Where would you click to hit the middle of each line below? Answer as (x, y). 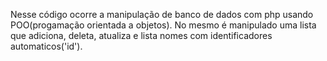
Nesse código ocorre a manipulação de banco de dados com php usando (162, 14)
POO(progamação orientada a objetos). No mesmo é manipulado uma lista (163, 25)
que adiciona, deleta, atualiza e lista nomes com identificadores (141, 35)
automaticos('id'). (46, 46)
